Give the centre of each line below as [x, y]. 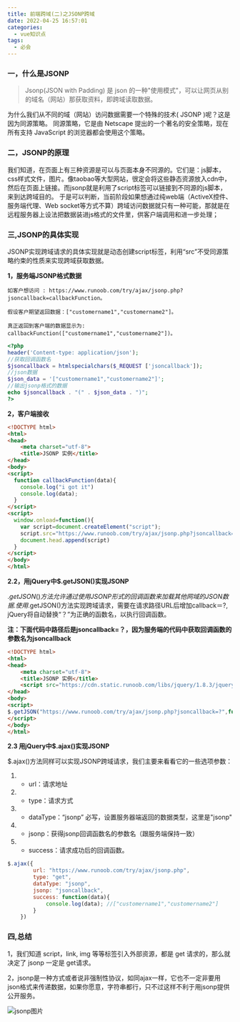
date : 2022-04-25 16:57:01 [47, 21]
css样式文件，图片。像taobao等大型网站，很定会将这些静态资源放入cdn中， [119, 179]
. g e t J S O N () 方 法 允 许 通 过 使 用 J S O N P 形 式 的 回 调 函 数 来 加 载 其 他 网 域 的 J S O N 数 [118, 597]
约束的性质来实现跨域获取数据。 [60, 260]
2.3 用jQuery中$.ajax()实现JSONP [59, 746]
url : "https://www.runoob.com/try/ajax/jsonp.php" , [112, 870]
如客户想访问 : [27, 290]
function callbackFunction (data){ [65, 480]
